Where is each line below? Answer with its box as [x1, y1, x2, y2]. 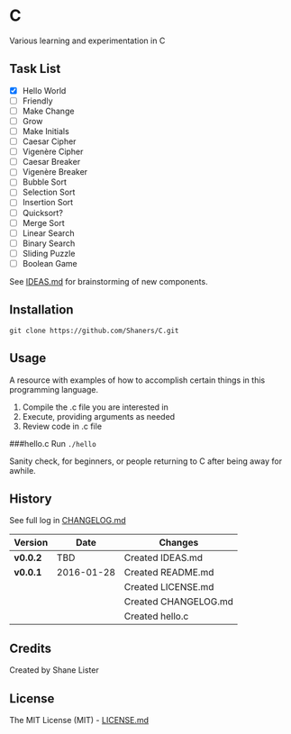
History [9, 491, 52, 506]
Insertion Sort [22, 197, 74, 208]
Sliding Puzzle [22, 248, 76, 258]
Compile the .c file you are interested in [22, 402, 168, 412]
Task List [9, 61, 61, 77]
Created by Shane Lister [9, 665, 99, 675]
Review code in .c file [22, 421, 102, 431]
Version [14, 537, 49, 549]
